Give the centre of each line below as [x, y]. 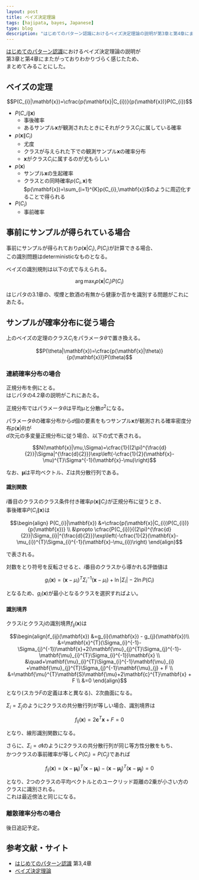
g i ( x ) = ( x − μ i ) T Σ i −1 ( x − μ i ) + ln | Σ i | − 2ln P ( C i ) [99, 580]
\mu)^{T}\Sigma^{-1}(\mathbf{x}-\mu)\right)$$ [99, 460]
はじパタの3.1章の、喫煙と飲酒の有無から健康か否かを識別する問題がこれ [95, 294]
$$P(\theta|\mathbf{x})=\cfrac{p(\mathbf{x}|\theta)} [99, 351]
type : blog [20, 28]
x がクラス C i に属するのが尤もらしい [66, 159]
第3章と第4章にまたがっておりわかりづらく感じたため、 [74, 59]
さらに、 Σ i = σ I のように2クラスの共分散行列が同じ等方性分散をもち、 [91, 746]
